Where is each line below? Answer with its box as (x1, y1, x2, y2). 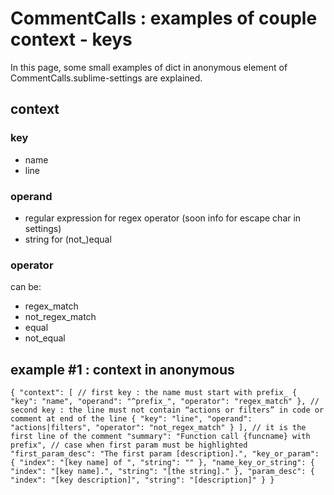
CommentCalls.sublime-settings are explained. (10, 72, 203, 84)
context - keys (10, 28, 133, 51)
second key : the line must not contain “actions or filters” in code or (10, 405, 325, 416)
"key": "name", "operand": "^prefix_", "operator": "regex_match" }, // (10, 397, 320, 407)
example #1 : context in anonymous (10, 361, 235, 378)
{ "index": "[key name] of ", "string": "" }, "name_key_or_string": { (10, 458, 315, 468)
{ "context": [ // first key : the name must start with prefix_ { (10, 388, 298, 398)
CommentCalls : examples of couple (10, 7, 318, 30)
